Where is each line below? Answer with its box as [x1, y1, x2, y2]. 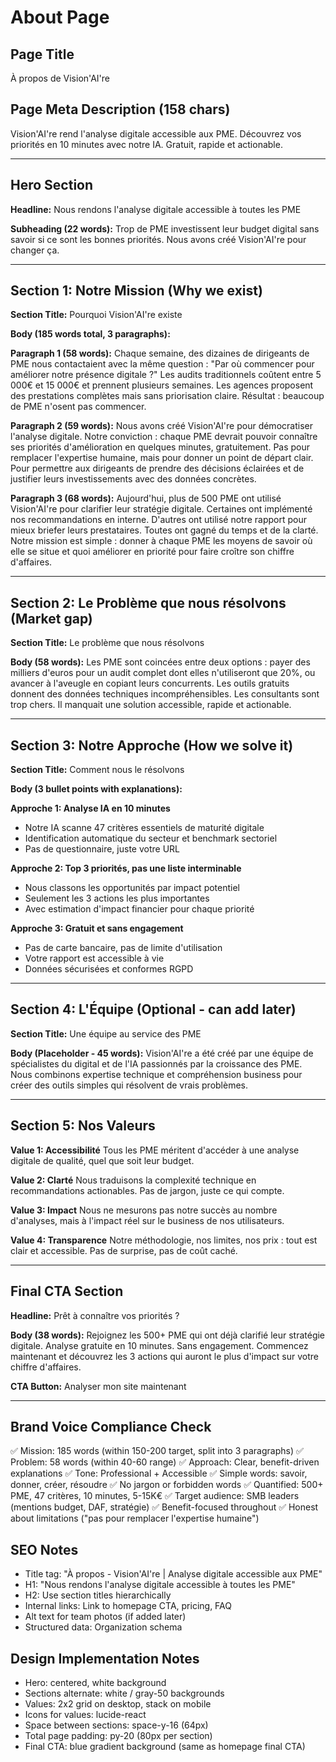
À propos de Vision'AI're [10, 72, 110, 84]
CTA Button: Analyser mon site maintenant [10, 1380, 187, 1392]
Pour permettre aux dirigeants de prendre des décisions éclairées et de [10, 462, 305, 475]
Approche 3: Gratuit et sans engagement [10, 922, 184, 935]
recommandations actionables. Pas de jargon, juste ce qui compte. [10, 1184, 285, 1196]
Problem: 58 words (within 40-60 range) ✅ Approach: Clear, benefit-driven [10, 1456, 320, 1468]
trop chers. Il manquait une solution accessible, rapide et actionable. [10, 699, 292, 711]
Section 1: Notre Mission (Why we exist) [10, 282, 263, 300]
